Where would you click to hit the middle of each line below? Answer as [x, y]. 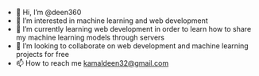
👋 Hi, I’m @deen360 [48, 12]
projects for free [43, 54]
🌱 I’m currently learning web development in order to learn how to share [133, 29]
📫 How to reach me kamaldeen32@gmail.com [92, 63]
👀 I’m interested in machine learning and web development [112, 21]
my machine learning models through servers [90, 37]
